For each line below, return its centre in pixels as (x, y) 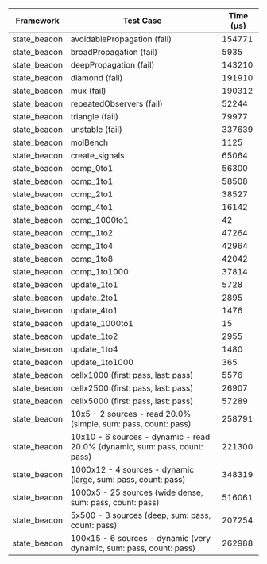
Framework (37, 21)
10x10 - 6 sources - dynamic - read (140, 437)
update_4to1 (94, 311)
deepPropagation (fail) (112, 65)
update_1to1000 (102, 362)
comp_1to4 (92, 246)
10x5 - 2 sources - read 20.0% (131, 414)
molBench (89, 142)
